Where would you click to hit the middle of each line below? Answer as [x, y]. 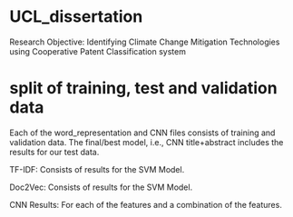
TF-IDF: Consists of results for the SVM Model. [97, 169]
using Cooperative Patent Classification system [98, 51]
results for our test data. [54, 152]
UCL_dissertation [76, 17]
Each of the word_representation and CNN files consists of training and [142, 133]
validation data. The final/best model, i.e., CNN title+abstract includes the [146, 142]
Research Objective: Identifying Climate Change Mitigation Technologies [145, 42]
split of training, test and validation [144, 89]
